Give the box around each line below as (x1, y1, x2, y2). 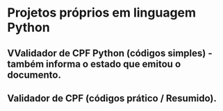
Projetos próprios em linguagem (7, 5, 197, 21)
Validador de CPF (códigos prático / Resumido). (7, 92, 217, 104)
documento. (7, 69, 61, 80)
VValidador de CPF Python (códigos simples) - (7, 47, 213, 59)
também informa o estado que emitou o (7, 58, 181, 70)
